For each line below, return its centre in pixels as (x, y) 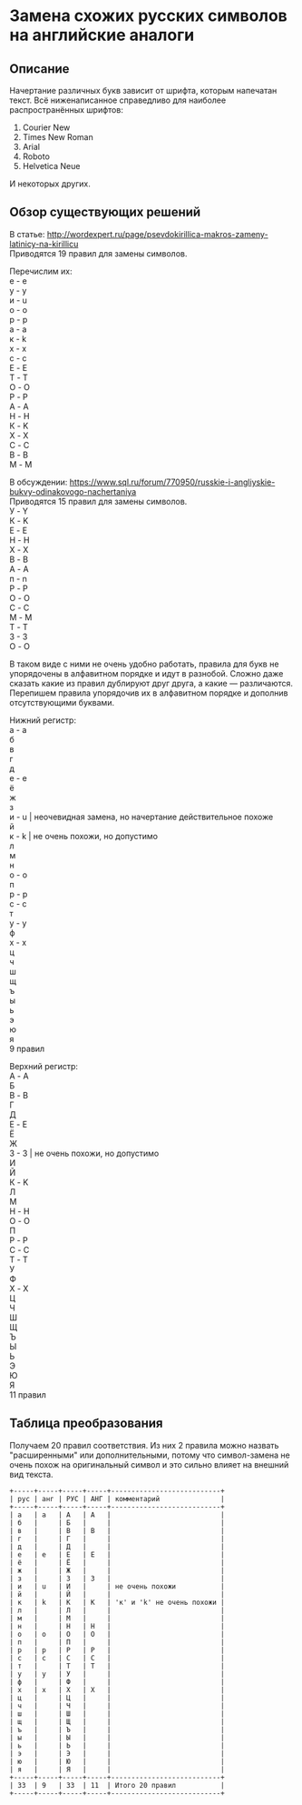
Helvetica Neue (51, 166)
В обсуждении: (39, 482)
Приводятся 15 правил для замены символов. (98, 501)
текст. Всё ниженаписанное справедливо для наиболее (118, 100)
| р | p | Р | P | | (117, 1650)
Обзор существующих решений (105, 212)
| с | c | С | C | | (117, 1658)
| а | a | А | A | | (117, 1515)
